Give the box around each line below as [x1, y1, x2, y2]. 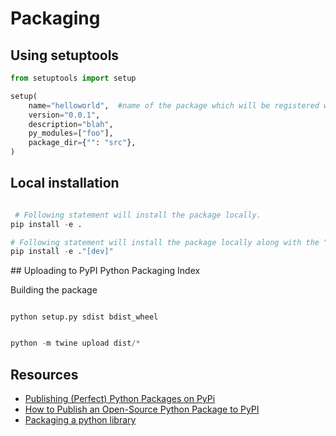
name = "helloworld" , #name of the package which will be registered [28, 100, 320, 111]
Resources [10, 366, 79, 383]
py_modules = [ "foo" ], [28, 128, 114, 139]
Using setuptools [10, 47, 120, 64]
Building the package [10, 284, 98, 296]
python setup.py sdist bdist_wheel [10, 312, 159, 322]
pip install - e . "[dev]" [10, 247, 114, 257]
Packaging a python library [24, 414, 137, 426]
